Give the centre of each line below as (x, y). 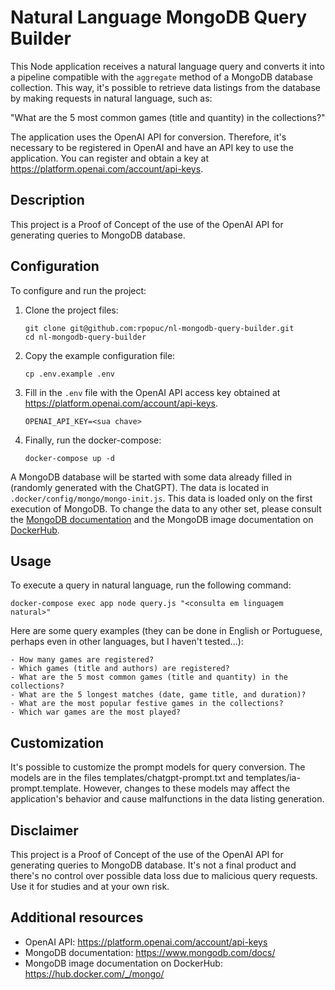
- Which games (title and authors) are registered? (120, 669)
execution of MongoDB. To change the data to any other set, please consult (166, 508)
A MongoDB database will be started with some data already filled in (151, 477)
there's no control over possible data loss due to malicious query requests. (164, 875)
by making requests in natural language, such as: (111, 98)
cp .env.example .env (69, 374)
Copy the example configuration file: (100, 355)
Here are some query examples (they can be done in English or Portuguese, (166, 631)
